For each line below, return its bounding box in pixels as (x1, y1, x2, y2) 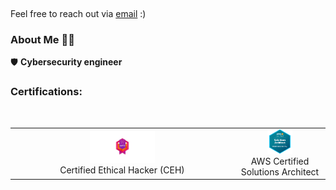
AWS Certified (250, 155, 310, 167)
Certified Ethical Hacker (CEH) (59, 164, 185, 176)
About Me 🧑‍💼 (10, 32, 75, 46)
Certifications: (10, 85, 83, 99)
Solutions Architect (240, 165, 320, 178)
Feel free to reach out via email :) (10, 8, 147, 19)
